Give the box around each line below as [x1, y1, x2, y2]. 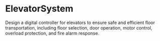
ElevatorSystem [5, 3, 74, 14]
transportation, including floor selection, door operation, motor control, [5, 24, 152, 30]
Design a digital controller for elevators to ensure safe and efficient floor [5, 19, 155, 25]
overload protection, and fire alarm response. [5, 30, 99, 36]
